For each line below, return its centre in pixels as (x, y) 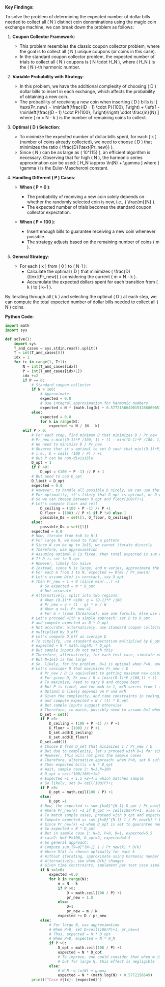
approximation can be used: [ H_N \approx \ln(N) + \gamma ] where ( (89, 163)
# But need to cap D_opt (57, 477)
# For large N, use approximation (84, 925)
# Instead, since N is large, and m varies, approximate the (95, 568)
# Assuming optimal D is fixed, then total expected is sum (94, 554)
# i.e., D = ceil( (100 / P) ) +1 (67, 453)
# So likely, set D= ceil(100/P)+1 (76, 783)
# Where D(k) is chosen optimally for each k (87, 852)
